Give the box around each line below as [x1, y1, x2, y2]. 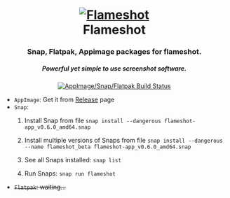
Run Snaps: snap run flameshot [24, 169, 116, 178]
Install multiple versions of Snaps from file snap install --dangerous [24, 136, 223, 145]
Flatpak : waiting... [13, 183, 67, 192]
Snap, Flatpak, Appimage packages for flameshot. [27, 47, 202, 57]
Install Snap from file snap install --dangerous [24, 116, 161, 125]
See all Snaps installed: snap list [24, 156, 121, 164]
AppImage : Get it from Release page [13, 95, 115, 104]
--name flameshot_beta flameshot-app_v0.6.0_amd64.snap [24, 143, 191, 150]
